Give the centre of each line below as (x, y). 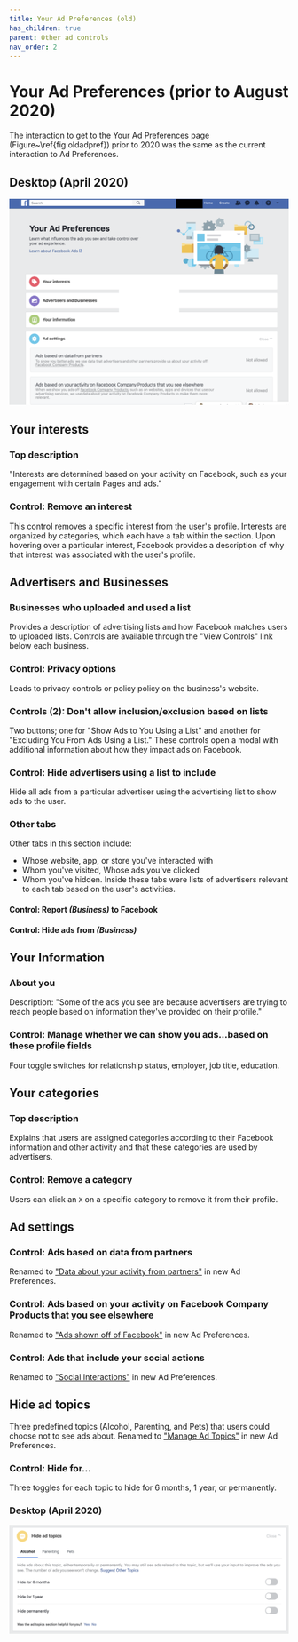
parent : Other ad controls (59, 37)
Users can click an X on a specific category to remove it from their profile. (144, 1199)
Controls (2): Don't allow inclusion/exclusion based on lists (139, 711)
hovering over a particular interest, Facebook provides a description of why (147, 545)
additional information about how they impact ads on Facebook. (125, 749)
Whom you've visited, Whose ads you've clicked (110, 870)
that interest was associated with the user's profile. (103, 554)
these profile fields (51, 1046)
